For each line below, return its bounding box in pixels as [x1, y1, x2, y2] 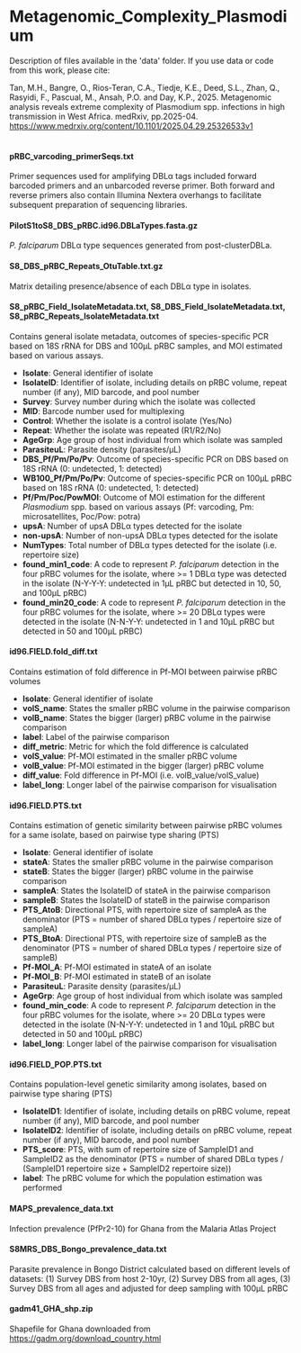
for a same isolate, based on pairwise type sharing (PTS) [9, 830, 220, 841]
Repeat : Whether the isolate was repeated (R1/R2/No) [22, 425, 222, 436]
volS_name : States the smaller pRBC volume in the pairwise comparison [22, 702, 290, 713]
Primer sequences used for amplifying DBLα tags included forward [9, 171, 258, 182]
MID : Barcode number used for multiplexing [22, 405, 185, 416]
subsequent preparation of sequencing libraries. [9, 200, 189, 211]
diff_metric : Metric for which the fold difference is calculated [22, 741, 249, 752]
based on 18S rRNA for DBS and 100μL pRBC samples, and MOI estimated [9, 340, 283, 351]
